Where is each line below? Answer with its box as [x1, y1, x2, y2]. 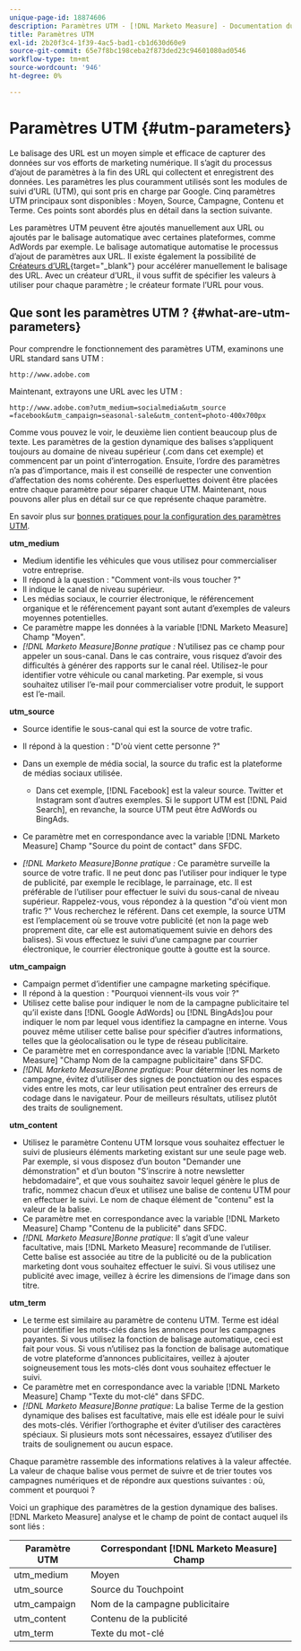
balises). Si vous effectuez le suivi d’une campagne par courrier [21, 934, 258, 944]
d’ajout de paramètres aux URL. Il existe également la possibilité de [9, 250, 257, 261]
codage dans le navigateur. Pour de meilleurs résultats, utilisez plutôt [21, 1092, 278, 1103]
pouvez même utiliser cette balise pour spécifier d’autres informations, [21, 1026, 284, 1037]
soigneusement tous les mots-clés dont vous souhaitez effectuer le [21, 1362, 271, 1373]
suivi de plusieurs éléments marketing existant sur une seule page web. [21, 1146, 287, 1157]
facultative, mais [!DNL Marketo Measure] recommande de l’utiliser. [21, 1241, 271, 1252]
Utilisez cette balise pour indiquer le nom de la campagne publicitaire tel [21, 997, 289, 1008]
